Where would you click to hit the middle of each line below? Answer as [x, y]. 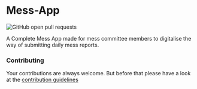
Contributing [25, 60]
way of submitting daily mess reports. [53, 45]
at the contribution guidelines [43, 80]
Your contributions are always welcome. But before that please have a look [99, 73]
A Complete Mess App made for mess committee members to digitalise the [99, 38]
